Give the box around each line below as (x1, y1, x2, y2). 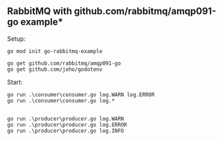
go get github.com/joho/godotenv (7, 65, 103, 73)
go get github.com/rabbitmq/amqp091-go (7, 60, 121, 67)
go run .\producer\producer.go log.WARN (7, 115, 125, 122)
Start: (7, 78, 23, 86)
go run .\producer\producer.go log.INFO (7, 127, 125, 134)
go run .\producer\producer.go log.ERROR (7, 121, 128, 128)
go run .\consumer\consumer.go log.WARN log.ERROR (7, 91, 155, 98)
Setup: (7, 34, 26, 43)
